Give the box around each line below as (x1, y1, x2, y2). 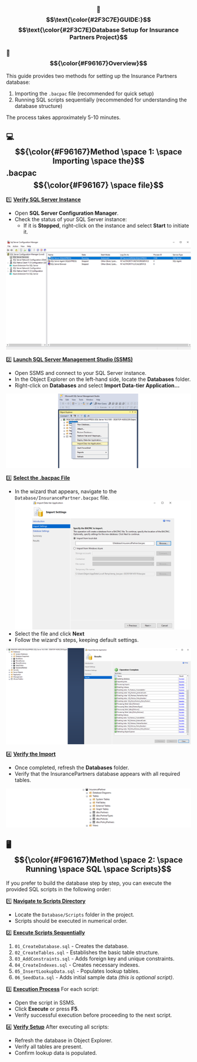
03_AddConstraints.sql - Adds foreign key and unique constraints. (14, 955, 175, 962)
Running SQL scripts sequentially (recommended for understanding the (14, 96, 187, 103)
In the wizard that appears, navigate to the (14, 488, 117, 495)
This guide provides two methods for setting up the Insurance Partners (6, 73, 178, 80)
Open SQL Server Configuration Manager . (14, 209, 119, 217)
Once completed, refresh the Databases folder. (14, 764, 130, 771)
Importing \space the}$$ (52, 155, 145, 166)
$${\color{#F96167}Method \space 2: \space (14, 855, 183, 865)
